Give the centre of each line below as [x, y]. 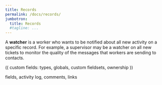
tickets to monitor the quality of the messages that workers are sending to [81, 53]
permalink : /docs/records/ [33, 14]
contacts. [15, 58]
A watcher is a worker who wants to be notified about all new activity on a [81, 42]
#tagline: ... [24, 28]
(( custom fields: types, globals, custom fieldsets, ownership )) [69, 68]
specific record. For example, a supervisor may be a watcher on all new [78, 47]
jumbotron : [16, 19]
